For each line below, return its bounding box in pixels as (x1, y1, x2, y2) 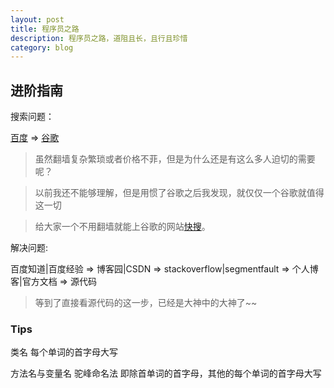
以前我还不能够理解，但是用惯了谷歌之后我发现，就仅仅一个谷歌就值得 (34, 187, 325, 199)
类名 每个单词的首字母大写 (10, 346, 118, 358)
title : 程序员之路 (10, 24, 80, 34)
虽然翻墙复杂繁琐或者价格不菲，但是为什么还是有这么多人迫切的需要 (34, 153, 316, 165)
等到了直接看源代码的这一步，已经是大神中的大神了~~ (34, 297, 258, 309)
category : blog (10, 42, 74, 53)
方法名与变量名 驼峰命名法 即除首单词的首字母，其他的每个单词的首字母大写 (10, 367, 322, 380)
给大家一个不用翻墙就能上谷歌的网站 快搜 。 (34, 221, 211, 233)
